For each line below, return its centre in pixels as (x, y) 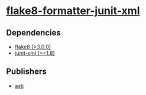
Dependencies (33, 33)
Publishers (26, 72)
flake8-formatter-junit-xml (73, 11)
